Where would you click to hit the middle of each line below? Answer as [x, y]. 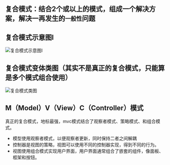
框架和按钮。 [26, 157]
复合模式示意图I [30, 37]
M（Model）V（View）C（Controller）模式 [74, 108]
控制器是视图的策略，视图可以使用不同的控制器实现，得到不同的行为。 [86, 145]
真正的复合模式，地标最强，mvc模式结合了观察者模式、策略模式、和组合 [80, 121]
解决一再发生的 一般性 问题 [57, 18]
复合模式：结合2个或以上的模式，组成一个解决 [77, 9]
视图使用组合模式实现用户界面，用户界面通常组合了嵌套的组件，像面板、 [88, 151]
